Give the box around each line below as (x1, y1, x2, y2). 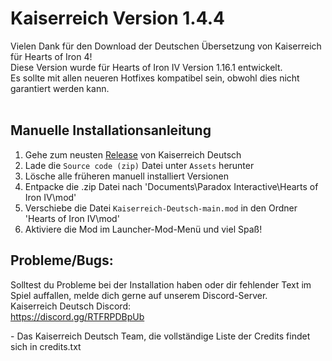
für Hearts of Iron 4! (10, 50, 93, 62)
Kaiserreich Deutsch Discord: (10, 300, 132, 312)
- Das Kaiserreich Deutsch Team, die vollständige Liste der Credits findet (10, 330, 311, 342)
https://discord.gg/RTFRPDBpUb (10, 310, 145, 322)
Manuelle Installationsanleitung (10, 122, 212, 139)
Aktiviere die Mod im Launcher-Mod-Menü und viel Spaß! (24, 223, 263, 235)
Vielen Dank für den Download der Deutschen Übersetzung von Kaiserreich (10, 40, 322, 52)
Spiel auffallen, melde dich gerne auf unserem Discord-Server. (10, 289, 268, 301)
